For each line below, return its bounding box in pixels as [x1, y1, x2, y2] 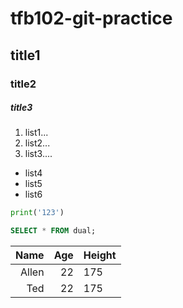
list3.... [24, 148, 53, 160]
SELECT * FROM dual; [10, 226, 97, 236]
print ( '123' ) [10, 208, 65, 218]
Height [83, 248, 117, 262]
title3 [10, 102, 33, 114]
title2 [10, 77, 37, 91]
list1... [24, 127, 49, 139]
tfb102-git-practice [10, 7, 173, 30]
